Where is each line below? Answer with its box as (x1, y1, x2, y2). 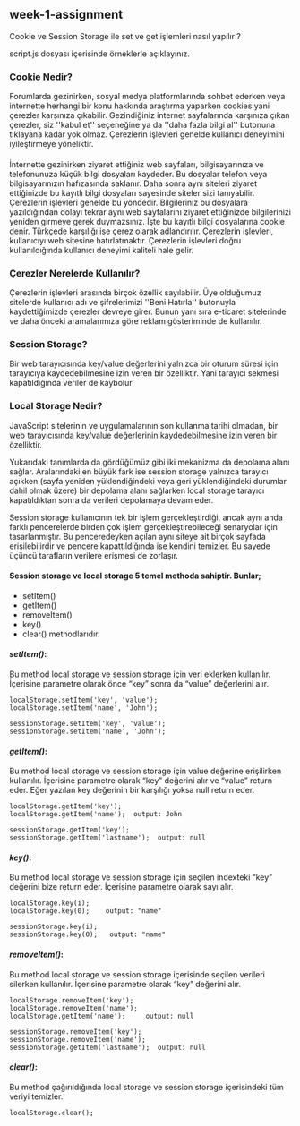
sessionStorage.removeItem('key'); (9, 1027, 142, 1036)
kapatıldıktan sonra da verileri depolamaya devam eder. (9, 494, 214, 505)
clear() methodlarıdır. (21, 628, 100, 639)
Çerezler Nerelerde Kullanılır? (9, 267, 141, 279)
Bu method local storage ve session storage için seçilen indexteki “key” (9, 872, 273, 883)
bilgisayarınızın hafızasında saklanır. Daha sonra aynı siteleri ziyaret (9, 178, 258, 189)
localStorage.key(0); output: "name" (9, 907, 163, 916)
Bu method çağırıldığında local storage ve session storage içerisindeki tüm (9, 1081, 284, 1092)
